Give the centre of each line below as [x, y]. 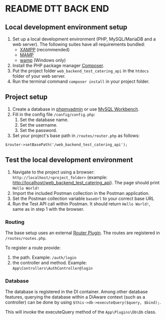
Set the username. [39, 125]
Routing [15, 222]
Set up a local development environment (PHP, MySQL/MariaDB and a [84, 39]
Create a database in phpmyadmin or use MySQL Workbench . [76, 109]
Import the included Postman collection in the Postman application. [81, 193]
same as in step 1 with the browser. [48, 209]
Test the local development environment [69, 160]
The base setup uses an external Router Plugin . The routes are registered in [83, 233]
